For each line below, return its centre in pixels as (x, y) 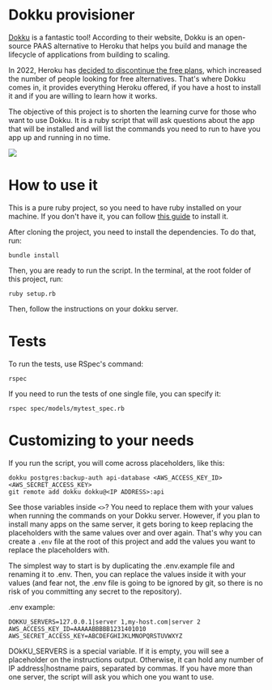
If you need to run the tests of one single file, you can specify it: (115, 393)
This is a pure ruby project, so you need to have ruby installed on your (125, 207)
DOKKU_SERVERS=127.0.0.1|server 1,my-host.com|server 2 (104, 622)
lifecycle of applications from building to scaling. (89, 54)
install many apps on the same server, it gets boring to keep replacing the (131, 524)
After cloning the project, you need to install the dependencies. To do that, (132, 231)
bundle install (34, 255)
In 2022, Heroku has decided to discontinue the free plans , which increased (135, 70)
